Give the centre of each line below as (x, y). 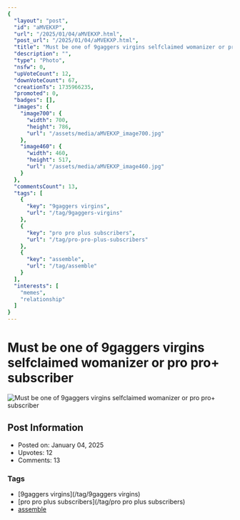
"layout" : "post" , (41, 21)
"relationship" (43, 299)
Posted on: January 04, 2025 (61, 445)
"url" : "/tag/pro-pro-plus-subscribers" (87, 240)
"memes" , (33, 292)
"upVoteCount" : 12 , (43, 73)
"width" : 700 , (47, 120)
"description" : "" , (43, 54)
